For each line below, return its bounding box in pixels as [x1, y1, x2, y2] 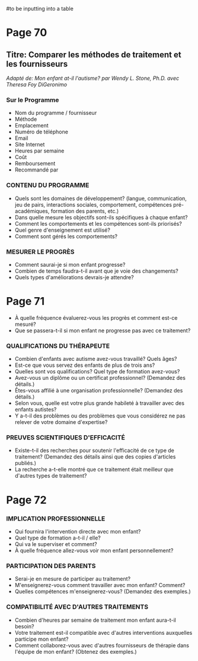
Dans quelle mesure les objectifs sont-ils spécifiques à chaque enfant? [14, 214, 188, 221]
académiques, [14, 207, 50, 214]
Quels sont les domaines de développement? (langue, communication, [14, 195, 187, 202]
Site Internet [14, 141, 45, 148]
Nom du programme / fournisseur [14, 110, 97, 117]
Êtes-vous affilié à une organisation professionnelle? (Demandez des [14, 387, 183, 394]
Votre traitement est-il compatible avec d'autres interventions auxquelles [14, 629, 193, 636]
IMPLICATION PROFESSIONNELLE [6, 515, 106, 523]
